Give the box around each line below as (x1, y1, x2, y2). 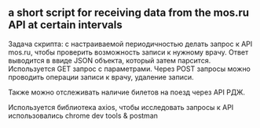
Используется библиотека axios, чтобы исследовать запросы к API (8, 102, 234, 112)
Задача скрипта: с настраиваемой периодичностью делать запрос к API (8, 39, 253, 48)
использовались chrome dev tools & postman (8, 111, 159, 120)
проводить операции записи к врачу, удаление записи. (8, 72, 194, 81)
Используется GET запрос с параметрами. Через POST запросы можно (8, 64, 251, 73)
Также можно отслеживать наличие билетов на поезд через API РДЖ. (8, 87, 246, 97)
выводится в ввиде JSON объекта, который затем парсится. (8, 55, 211, 65)
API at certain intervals (8, 19, 123, 32)
